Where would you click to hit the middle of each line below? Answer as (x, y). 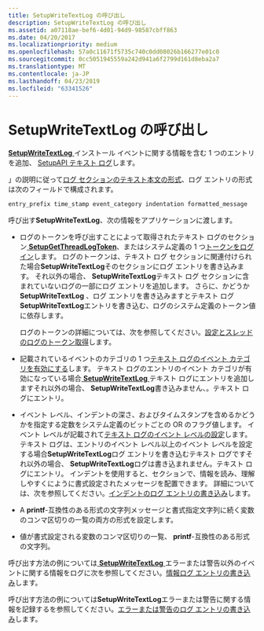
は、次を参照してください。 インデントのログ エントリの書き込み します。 (137, 493)
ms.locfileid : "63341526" (50, 88)
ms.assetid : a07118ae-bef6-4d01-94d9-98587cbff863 (93, 30)
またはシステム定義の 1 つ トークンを (181, 247)
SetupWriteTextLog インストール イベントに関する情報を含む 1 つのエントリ (132, 153)
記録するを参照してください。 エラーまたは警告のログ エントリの (126, 609)
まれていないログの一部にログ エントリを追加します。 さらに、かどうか (134, 286)
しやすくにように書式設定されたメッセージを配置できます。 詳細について (137, 483)
